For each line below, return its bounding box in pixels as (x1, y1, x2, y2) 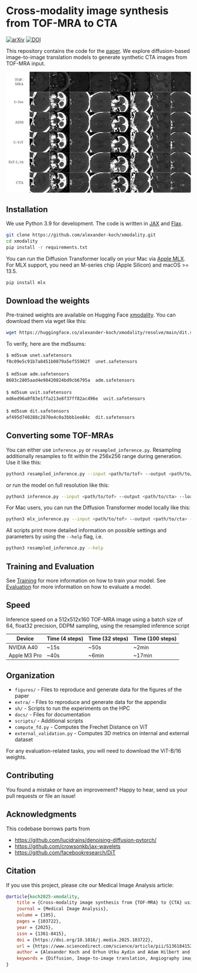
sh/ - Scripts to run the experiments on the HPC (14, 705, 130, 712)
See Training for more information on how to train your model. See (6, 577, 166, 584)
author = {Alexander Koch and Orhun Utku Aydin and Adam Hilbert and (16, 950, 191, 955)
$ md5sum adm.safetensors (6, 371, 69, 377)
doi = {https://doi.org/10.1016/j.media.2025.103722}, (16, 937, 154, 943)
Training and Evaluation (6, 561, 95, 571)
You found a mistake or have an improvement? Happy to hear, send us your (6, 786, 188, 793)
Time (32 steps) (88, 635, 129, 642)
